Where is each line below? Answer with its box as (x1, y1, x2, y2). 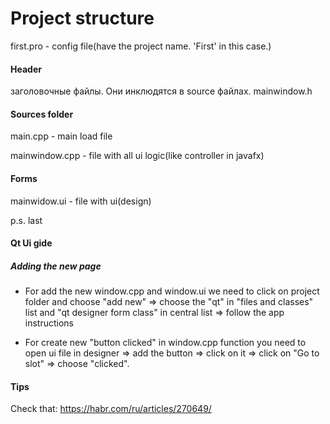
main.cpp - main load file (10, 130, 113, 142)
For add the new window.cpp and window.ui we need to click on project (24, 285, 320, 297)
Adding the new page (10, 260, 102, 272)
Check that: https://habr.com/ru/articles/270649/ (10, 403, 212, 415)
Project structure (10, 7, 155, 30)
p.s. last (10, 214, 43, 226)
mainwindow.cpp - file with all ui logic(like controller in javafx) (10, 150, 265, 162)
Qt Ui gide (10, 237, 53, 249)
